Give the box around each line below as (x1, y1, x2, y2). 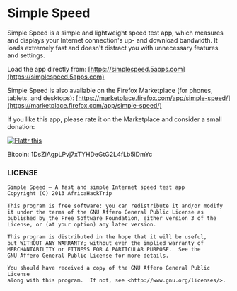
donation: (7, 122, 35, 131)
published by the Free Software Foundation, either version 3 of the (7, 215, 217, 222)
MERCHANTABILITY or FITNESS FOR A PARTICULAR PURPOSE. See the (7, 246, 201, 253)
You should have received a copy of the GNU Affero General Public (7, 265, 211, 272)
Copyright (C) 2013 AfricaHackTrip (7, 190, 112, 197)
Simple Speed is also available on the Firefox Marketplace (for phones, (7, 86, 214, 94)
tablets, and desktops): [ (7, 94, 79, 102)
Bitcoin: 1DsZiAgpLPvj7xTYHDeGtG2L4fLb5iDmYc (7, 150, 153, 158)
